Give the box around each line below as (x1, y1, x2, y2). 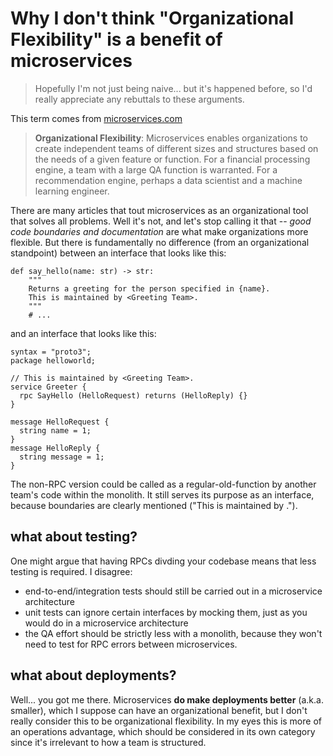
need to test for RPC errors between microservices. (24, 638, 238, 650)
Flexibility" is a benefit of (10, 28, 223, 51)
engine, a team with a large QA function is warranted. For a (34, 163, 278, 176)
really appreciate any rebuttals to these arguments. (34, 93, 245, 105)
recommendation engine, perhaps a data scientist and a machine (34, 174, 303, 186)
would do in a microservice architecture (24, 617, 189, 629)
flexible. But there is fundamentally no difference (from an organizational (10, 236, 310, 248)
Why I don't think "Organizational (10, 7, 294, 30)
